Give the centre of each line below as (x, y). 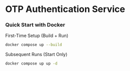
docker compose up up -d (31, 63)
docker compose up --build (34, 45)
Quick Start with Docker (35, 25)
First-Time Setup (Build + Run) (37, 35)
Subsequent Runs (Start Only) (36, 54)
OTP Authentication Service (65, 9)
